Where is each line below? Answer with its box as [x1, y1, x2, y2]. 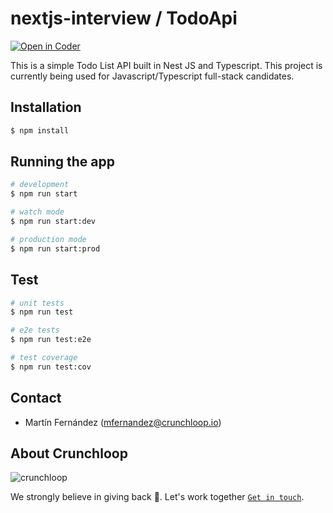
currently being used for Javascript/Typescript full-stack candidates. [10, 70, 295, 82]
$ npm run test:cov [10, 362, 92, 372]
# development [10, 180, 70, 190]
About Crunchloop [10, 445, 128, 462]
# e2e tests [10, 325, 60, 336]
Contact [10, 390, 62, 407]
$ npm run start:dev [10, 217, 97, 227]
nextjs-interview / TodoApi [10, 7, 238, 30]
